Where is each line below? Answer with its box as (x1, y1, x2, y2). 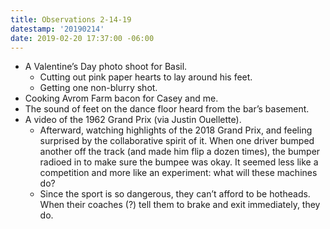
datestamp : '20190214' (10, 24, 105, 34)
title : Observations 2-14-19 (10, 14, 132, 25)
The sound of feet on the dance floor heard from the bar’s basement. (24, 103, 310, 115)
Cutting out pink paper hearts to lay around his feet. (39, 71, 253, 83)
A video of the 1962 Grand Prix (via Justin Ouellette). (24, 114, 242, 126)
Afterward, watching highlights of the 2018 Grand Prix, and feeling (39, 124, 313, 136)
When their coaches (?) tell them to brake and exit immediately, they (39, 199, 321, 211)
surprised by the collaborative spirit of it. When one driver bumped (39, 135, 315, 147)
